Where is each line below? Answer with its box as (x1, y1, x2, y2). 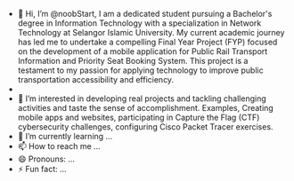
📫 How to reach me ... (17, 141, 101, 151)
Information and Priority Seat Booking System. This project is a (17, 56, 249, 66)
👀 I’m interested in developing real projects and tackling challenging (17, 93, 267, 104)
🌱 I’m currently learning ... (17, 131, 113, 141)
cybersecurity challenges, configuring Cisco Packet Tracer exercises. (17, 122, 274, 132)
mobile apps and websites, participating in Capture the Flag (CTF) (17, 112, 260, 122)
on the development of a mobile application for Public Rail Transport (17, 46, 268, 57)
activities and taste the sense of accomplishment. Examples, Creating (17, 103, 274, 113)
